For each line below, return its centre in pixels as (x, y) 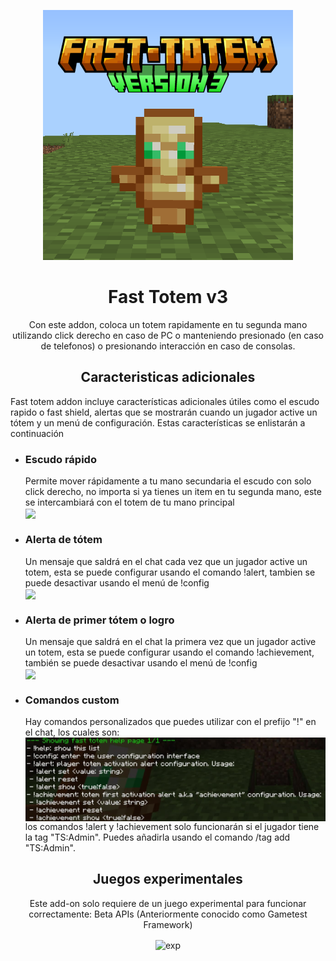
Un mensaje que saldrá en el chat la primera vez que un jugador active (170, 641)
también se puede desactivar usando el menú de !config (141, 662)
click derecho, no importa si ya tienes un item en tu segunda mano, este (173, 492)
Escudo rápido (60, 459)
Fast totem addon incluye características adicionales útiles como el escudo (165, 401)
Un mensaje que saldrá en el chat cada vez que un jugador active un (166, 561)
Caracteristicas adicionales (168, 377)
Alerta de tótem (63, 540)
